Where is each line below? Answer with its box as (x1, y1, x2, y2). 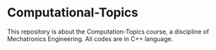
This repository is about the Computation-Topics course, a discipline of (7, 27, 209, 36)
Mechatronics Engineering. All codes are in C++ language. (7, 34, 173, 42)
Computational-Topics (7, 5, 139, 21)
